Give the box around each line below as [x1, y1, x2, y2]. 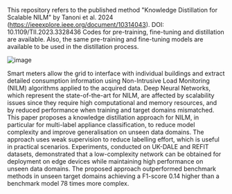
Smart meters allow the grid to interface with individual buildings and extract [7, 69, 225, 77]
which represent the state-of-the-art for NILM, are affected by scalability [7, 91, 215, 99]
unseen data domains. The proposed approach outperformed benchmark [7, 165, 217, 173]
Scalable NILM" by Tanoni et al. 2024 [7, 13, 114, 21]
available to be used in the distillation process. [7, 43, 139, 50]
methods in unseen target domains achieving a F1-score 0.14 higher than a [7, 172, 220, 180]
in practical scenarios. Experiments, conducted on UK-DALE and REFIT [7, 143, 209, 151]
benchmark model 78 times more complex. [7, 180, 130, 187]
